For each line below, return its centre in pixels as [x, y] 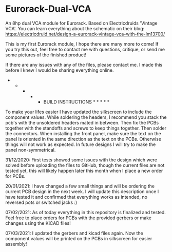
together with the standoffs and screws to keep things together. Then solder [86, 128]
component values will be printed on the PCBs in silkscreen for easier [79, 238]
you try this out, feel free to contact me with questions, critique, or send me [85, 49]
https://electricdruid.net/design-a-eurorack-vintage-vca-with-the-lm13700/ [85, 34]
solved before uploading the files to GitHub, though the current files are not [85, 165]
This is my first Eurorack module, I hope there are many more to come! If [82, 44]
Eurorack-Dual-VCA [48, 9]
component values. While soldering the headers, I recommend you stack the [86, 117]
